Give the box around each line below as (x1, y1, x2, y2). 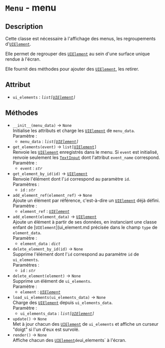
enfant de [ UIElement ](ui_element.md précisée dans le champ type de (12, 224, 158, 230)
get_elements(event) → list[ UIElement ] (12, 144, 97, 150)
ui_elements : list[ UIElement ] (12, 94, 76, 100)
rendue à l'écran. (5, 56, 41, 62)
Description (5, 22, 43, 31)
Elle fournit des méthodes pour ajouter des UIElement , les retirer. (5, 66, 139, 72)
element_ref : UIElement (20, 208, 70, 214)
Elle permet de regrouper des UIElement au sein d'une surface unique (5, 51, 150, 57)
